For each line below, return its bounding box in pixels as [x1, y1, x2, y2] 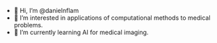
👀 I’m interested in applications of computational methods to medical [13, 14, 211, 22]
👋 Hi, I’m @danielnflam [13, 7, 79, 14]
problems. [13, 21, 43, 29]
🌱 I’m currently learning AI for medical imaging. [13, 28, 149, 36]
